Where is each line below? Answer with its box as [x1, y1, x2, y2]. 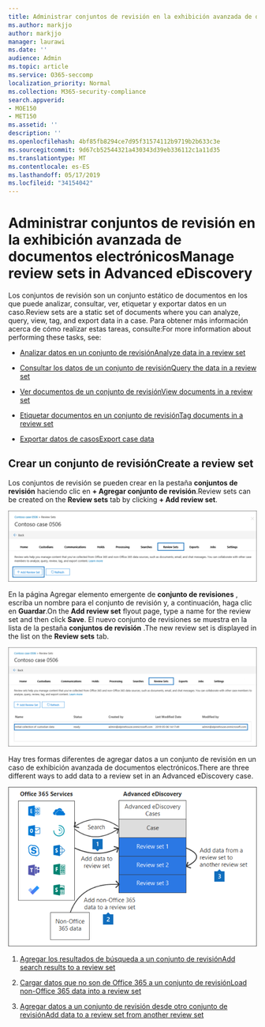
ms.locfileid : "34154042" [8, 179, 93, 187]
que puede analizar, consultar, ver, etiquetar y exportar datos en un [8, 299, 227, 309]
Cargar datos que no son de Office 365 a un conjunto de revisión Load [19, 977, 247, 987]
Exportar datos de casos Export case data [19, 434, 155, 444]
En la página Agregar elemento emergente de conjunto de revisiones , [8, 589, 238, 599]
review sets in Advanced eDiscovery [8, 264, 253, 283]
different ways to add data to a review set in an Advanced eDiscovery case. [8, 771, 254, 781]
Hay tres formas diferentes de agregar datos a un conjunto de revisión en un [8, 755, 256, 764]
